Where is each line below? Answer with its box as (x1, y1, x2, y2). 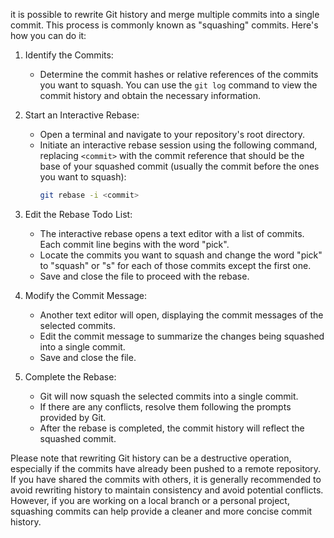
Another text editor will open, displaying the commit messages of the (39, 309, 324, 321)
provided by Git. (39, 411, 107, 423)
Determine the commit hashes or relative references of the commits (39, 69, 319, 80)
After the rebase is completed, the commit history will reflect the (39, 422, 305, 434)
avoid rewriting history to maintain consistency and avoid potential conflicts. (10, 484, 324, 496)
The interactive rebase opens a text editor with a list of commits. (39, 227, 305, 239)
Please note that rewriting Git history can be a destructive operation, (10, 452, 292, 464)
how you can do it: (10, 30, 87, 41)
